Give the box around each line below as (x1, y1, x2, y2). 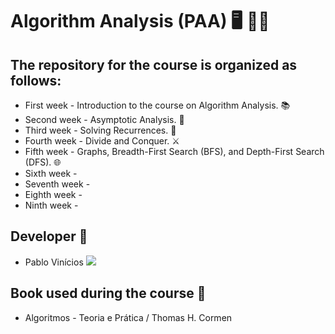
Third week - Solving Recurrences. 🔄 (24, 124, 177, 136)
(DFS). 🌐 (24, 156, 62, 168)
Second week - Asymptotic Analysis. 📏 (24, 114, 185, 125)
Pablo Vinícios (24, 256, 84, 268)
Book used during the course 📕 (10, 285, 207, 302)
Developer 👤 (10, 228, 88, 245)
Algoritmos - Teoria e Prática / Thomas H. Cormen (24, 311, 233, 323)
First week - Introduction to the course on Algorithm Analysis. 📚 (24, 99, 291, 111)
